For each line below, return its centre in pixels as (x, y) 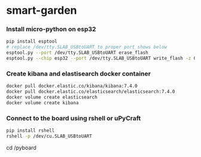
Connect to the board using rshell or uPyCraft (74, 118)
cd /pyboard (22, 147)
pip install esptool (32, 42)
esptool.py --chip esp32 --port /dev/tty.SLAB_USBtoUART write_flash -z (99, 58)
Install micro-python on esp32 (51, 29)
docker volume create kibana (42, 102)
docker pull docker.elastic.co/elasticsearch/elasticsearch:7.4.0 (91, 92)
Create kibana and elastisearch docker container (79, 74)
